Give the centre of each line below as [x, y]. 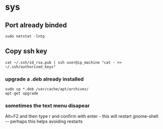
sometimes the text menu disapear [47, 106]
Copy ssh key [26, 51]
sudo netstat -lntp [25, 36]
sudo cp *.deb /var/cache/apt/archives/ [47, 89]
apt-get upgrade [22, 94]
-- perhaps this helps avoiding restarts [44, 122]
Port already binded [36, 25]
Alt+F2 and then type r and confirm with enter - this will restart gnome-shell [82, 116]
